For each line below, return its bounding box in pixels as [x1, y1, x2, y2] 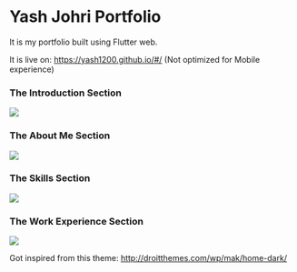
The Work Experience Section [9, 215, 144, 227]
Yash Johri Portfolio [9, 6, 162, 27]
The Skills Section [9, 172, 91, 185]
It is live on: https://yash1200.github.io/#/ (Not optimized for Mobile [9, 54, 261, 65]
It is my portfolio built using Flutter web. [9, 36, 158, 47]
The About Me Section [9, 129, 111, 142]
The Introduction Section [9, 86, 123, 99]
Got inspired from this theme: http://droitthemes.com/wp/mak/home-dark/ [9, 253, 288, 264]
